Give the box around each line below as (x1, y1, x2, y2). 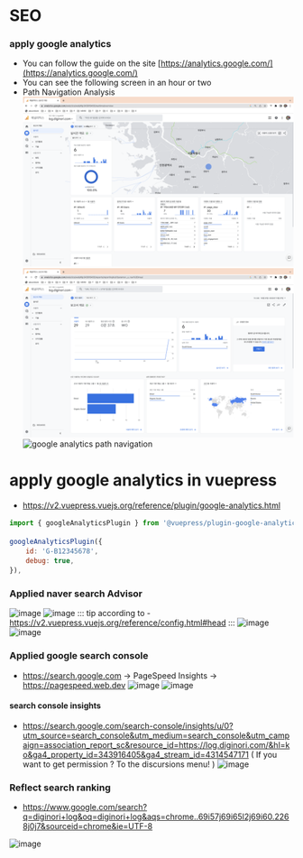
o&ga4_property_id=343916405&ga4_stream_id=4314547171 (22, 749, 250, 760)
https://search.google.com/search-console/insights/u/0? (22, 720, 234, 731)
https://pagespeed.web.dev (22, 679, 126, 690)
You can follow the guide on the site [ (22, 58, 161, 69)
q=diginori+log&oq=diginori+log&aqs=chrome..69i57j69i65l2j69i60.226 (22, 811, 290, 822)
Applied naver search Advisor (9, 587, 142, 600)
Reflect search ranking (9, 781, 111, 794)
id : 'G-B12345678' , (25, 547, 99, 556)
